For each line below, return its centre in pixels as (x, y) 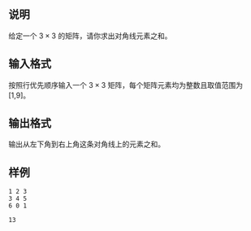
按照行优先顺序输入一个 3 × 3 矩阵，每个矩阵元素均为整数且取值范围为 (126, 85)
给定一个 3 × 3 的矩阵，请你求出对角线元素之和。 (90, 36)
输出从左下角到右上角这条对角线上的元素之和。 (87, 144)
